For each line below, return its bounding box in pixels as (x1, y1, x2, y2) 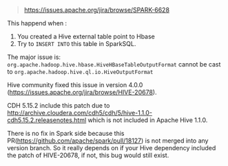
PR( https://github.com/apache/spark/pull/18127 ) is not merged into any (7, 137, 209, 145)
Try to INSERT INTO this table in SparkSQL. (17, 40, 136, 47)
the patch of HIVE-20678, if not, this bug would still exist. (7, 151, 169, 159)
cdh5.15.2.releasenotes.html (7, 116, 87, 124)
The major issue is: (7, 53, 61, 61)
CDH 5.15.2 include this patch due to (7, 102, 110, 109)
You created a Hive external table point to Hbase (17, 32, 155, 40)
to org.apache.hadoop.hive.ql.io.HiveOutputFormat (7, 68, 154, 75)
